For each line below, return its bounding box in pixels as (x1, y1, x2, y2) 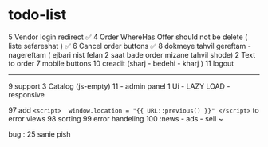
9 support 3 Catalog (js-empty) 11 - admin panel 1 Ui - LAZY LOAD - (8, 81, 231, 91)
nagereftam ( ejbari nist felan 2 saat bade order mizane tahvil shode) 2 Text (8, 50, 256, 59)
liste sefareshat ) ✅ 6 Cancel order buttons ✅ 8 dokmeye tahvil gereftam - (8, 41, 251, 50)
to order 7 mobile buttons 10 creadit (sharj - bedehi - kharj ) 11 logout (8, 58, 235, 68)
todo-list (8, 6, 67, 24)
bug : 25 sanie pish (8, 129, 71, 139)
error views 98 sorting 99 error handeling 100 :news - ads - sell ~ (8, 113, 223, 123)
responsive (8, 89, 45, 99)
